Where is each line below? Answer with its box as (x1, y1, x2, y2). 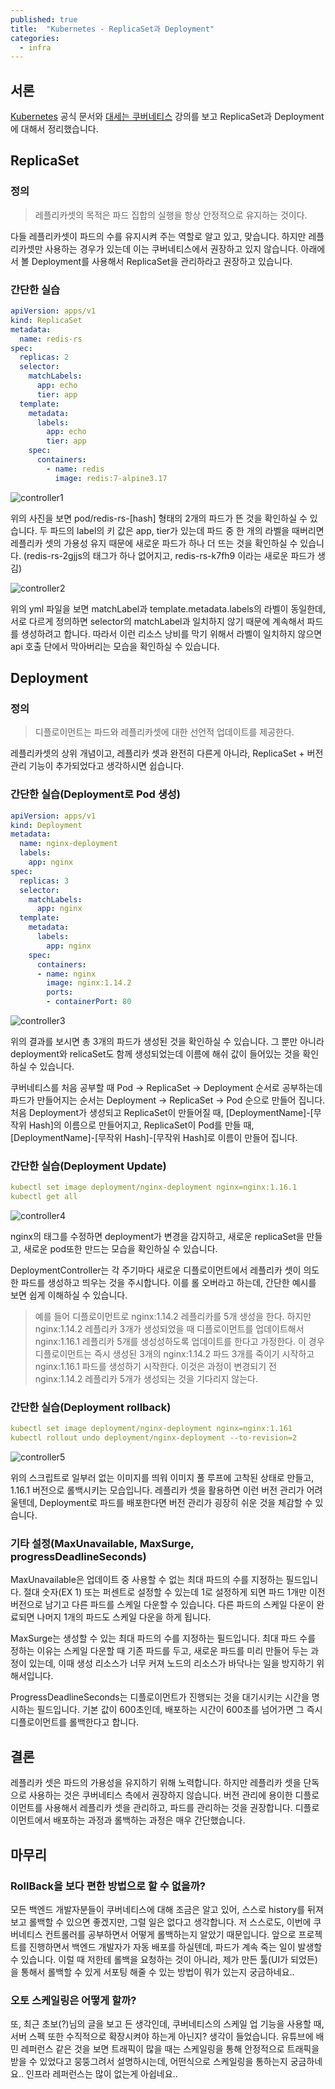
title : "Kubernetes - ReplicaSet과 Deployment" (10, 24, 215, 34)
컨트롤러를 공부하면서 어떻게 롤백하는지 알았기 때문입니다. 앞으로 (44, 1928, 297, 1940)
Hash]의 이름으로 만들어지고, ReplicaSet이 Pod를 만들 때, (28, 1119, 255, 1131)
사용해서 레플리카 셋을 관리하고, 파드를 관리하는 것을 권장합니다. (44, 1802, 293, 1814)
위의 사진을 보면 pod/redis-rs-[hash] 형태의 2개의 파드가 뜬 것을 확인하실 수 (10, 512, 308, 524)
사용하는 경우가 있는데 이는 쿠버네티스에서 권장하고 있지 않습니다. (44, 242, 299, 255)
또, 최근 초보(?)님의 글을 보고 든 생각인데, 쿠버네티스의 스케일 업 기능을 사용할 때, (10, 2018, 325, 2030)
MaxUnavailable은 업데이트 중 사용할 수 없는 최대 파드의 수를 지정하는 (10, 1574, 284, 1586)
